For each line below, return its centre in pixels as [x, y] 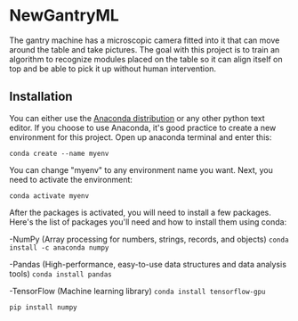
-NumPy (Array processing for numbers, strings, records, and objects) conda [149, 239]
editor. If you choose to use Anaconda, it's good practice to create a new [143, 128]
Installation [41, 97]
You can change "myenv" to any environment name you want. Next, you [141, 169]
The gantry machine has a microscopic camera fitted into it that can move [145, 40]
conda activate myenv [49, 196]
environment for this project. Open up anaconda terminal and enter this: [141, 137]
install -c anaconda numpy [59, 247]
